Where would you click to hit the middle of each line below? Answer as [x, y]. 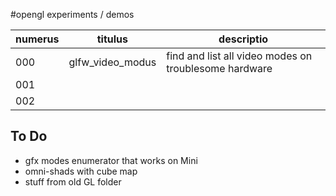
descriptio [243, 39]
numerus [37, 39]
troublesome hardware [219, 68]
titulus [112, 39]
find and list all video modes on [239, 56]
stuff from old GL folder [73, 181]
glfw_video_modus [112, 62]
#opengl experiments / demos [72, 14]
